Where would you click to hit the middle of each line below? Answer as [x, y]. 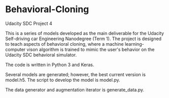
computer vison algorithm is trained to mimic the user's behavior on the [80, 49]
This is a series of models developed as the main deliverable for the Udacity [84, 33]
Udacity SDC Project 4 [29, 23]
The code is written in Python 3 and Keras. [50, 64]
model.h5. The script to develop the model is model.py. [63, 80]
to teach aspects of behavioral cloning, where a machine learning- [75, 44]
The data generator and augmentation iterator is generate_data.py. [75, 89]
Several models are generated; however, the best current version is [76, 74]
